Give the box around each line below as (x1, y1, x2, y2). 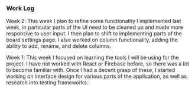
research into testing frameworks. (6, 79, 89, 86)
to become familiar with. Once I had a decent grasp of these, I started (6, 67, 175, 74)
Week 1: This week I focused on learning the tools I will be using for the (6, 54, 179, 61)
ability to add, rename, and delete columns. (6, 42, 112, 50)
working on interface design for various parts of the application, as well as (6, 73, 187, 80)
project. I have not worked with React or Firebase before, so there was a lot (6, 60, 190, 67)
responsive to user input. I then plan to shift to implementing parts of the (6, 30, 182, 37)
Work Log (6, 4, 35, 12)
